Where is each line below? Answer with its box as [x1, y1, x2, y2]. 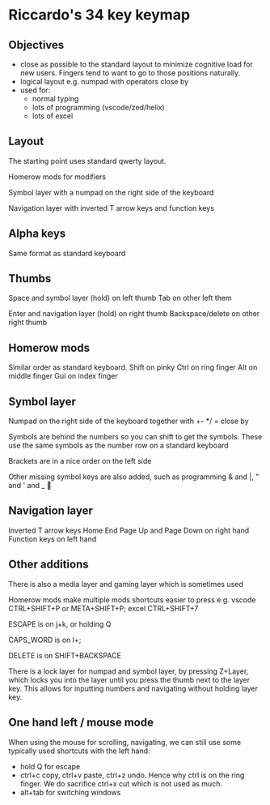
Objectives [8, 38, 65, 52]
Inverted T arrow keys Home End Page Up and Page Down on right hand [8, 525, 250, 535]
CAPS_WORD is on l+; [8, 635, 82, 644]
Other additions [8, 558, 89, 572]
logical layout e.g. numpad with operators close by [19, 77, 189, 86]
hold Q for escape [19, 761, 81, 771]
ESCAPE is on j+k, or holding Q [8, 619, 112, 629]
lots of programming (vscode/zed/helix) [32, 103, 165, 112]
